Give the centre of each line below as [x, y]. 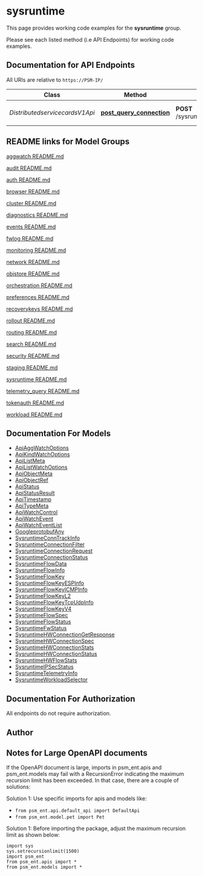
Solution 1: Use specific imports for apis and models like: [76, 798]
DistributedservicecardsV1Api [52, 112]
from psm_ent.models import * [44, 868]
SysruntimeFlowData [41, 564]
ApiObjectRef [31, 480]
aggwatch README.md [35, 156]
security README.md [33, 356]
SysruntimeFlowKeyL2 [43, 596]
